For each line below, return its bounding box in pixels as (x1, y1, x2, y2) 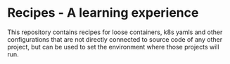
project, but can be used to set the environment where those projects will (7, 42, 219, 51)
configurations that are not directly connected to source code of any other (7, 35, 223, 43)
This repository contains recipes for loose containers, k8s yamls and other (7, 28, 223, 36)
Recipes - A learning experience (7, 5, 199, 21)
